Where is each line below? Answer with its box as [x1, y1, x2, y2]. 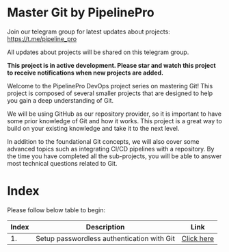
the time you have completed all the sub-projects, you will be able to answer [7, 152, 222, 160]
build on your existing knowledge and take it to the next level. [7, 124, 180, 132]
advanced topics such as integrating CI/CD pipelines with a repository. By [7, 144, 215, 153]
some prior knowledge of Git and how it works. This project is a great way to [7, 116, 222, 125]
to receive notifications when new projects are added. [7, 68, 164, 77]
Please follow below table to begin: [7, 205, 106, 214]
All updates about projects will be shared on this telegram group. [7, 48, 189, 56]
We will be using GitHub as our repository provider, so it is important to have [7, 110, 222, 118]
